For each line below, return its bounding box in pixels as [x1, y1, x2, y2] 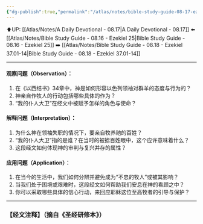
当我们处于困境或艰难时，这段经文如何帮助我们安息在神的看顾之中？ [14, 181, 185, 188]
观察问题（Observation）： [6, 70, 73, 77]
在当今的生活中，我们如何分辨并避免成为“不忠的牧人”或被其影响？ [14, 173, 179, 181]
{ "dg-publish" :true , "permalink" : [6, 8, 91, 15]
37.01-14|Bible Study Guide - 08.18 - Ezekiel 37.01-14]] [6, 49, 141, 57]
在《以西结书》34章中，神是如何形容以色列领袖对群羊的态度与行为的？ [14, 84, 192, 92]
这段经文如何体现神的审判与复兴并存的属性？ [14, 144, 127, 151]
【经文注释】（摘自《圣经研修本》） [6, 211, 106, 219]
